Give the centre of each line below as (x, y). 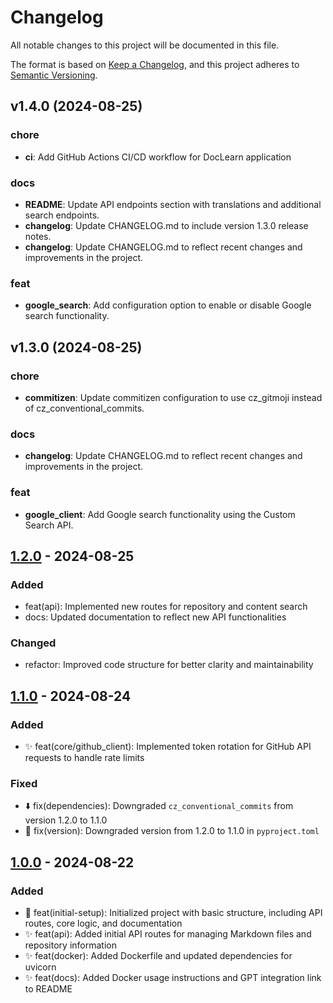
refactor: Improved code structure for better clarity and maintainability (169, 665)
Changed (33, 643)
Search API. (49, 525)
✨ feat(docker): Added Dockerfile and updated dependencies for (158, 956)
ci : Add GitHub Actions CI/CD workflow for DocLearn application (158, 157)
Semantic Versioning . (54, 75)
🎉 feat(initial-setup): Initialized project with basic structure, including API (173, 913)
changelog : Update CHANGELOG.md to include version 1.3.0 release (166, 225)
